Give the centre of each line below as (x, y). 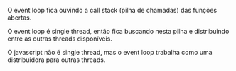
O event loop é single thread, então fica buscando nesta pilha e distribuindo (118, 31)
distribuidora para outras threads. (57, 60)
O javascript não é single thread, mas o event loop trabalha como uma (110, 52)
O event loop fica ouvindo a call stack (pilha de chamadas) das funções (112, 10)
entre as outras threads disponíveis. (60, 39)
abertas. (20, 18)
